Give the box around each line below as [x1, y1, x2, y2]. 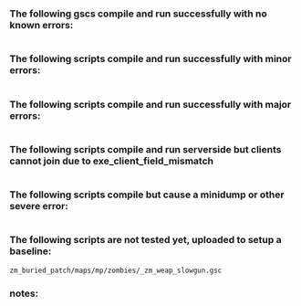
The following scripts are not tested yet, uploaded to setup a [9, 234, 282, 247]
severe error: [9, 200, 68, 213]
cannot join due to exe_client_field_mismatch [9, 154, 214, 167]
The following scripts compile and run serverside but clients [9, 142, 282, 155]
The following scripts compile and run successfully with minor [9, 53, 292, 66]
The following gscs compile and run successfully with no [9, 7, 267, 20]
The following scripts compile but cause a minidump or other [9, 188, 285, 201]
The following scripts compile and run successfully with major [9, 98, 292, 111]
